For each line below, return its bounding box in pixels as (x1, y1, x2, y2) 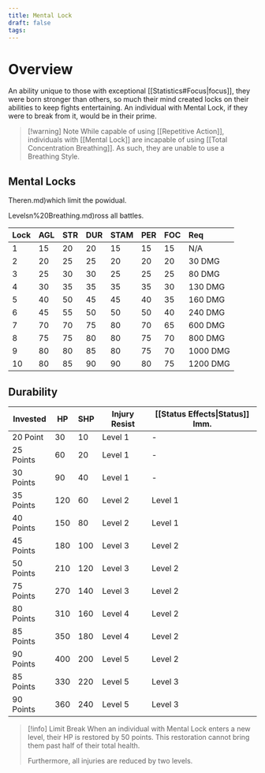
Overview (8, 60, 73, 78)
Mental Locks (8, 174, 77, 188)
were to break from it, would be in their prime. (8, 111, 157, 121)
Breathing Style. (27, 151, 80, 162)
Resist (110, 418, 136, 429)
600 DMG (188, 320, 226, 331)
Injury (111, 408, 135, 419)
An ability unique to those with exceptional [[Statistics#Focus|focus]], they (8, 86, 251, 95)
